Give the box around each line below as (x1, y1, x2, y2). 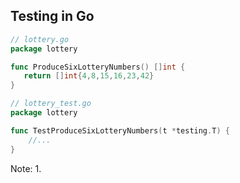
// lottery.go (10, 34, 70, 44)
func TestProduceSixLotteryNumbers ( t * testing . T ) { (10, 125, 230, 136)
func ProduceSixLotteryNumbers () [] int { (10, 62, 186, 72)
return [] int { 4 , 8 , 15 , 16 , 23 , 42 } (23, 71, 155, 81)
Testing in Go (10, 8, 95, 25)
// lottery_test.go (10, 99, 92, 109)
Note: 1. (10, 162, 42, 174)
